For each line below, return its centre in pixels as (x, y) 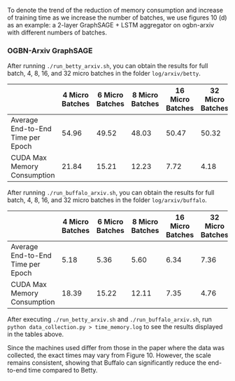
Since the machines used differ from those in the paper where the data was (116, 348)
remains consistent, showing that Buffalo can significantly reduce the (107, 363)
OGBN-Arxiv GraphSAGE (50, 51)
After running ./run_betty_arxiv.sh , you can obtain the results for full (108, 66)
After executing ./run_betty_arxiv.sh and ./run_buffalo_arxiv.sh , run (109, 319)
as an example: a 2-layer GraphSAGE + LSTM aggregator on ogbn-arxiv (111, 25)
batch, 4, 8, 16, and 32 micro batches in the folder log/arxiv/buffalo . (107, 200)
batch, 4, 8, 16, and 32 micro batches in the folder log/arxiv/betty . (104, 74)
